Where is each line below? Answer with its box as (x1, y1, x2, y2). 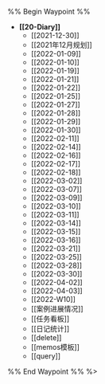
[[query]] (30, 351, 61, 361)
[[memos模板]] (30, 343, 80, 351)
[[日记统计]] (30, 324, 70, 333)
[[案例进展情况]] (30, 304, 84, 313)
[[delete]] (30, 333, 62, 342)
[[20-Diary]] (18, 22, 61, 31)
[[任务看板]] (30, 314, 70, 323)
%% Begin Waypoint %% (7, 7, 91, 16)
